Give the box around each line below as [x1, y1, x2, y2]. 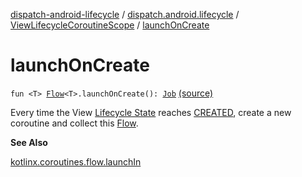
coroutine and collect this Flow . [10, 117, 139, 129]
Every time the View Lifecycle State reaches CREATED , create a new [10, 106, 292, 118]
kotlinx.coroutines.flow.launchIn [10, 155, 142, 168]
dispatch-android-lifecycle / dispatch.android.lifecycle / [10, 9, 240, 20]
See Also [10, 136, 48, 148]
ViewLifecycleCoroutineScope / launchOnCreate [10, 19, 210, 31]
